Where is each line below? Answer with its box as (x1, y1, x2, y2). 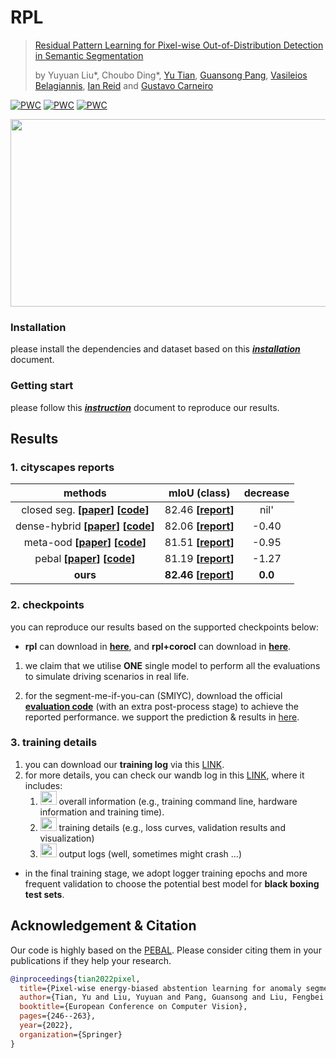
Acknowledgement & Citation (10, 917, 197, 935)
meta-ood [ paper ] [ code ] (23, 536, 147, 550)
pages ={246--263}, (19, 1011, 97, 1021)
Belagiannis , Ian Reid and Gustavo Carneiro (34, 79, 214, 91)
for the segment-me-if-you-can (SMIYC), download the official (24, 689, 283, 701)
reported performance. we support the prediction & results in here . (24, 711, 300, 723)
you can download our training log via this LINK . (24, 758, 225, 770)
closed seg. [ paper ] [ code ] (21, 503, 150, 517)
